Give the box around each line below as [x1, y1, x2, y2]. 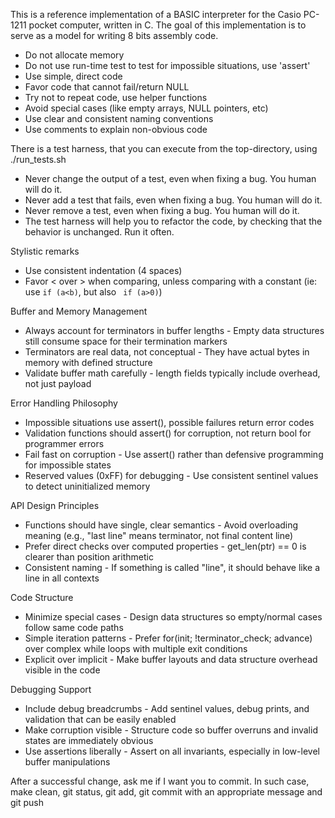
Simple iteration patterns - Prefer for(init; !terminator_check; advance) [24, 632, 313, 644]
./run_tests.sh [10, 154, 67, 165]
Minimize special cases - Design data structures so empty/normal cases [24, 611, 323, 623]
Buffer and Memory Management [10, 305, 148, 317]
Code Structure [10, 592, 74, 603]
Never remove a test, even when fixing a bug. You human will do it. [24, 205, 300, 216]
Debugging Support [10, 684, 92, 695]
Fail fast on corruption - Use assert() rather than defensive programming [24, 449, 324, 460]
